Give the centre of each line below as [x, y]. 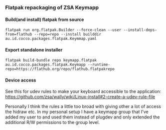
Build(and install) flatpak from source [45, 19]
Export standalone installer [34, 49]
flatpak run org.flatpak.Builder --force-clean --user [63, 30]
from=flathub [19, 34]
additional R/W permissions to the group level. [53, 122]
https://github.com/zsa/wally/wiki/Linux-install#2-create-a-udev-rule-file [80, 96]
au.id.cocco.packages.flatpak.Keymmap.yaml [51, 39]
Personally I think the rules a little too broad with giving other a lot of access [83, 106]
